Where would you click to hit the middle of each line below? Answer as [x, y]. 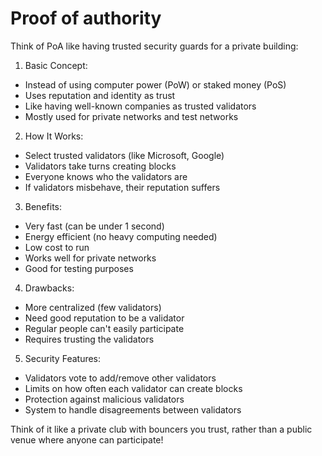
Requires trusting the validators [89, 339]
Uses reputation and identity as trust [100, 95]
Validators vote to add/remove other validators [120, 378]
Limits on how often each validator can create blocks [133, 388]
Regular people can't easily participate [104, 328]
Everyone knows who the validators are [106, 176]
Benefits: [43, 206]
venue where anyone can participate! [87, 439]
